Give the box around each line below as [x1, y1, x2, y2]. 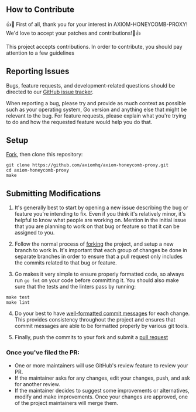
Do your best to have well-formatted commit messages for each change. [14, 310, 190, 317]
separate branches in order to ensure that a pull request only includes [14, 253, 183, 260]
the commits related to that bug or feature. [14, 259, 117, 266]
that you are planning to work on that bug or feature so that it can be [14, 223, 180, 230]
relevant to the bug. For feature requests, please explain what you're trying [6, 112, 187, 119]
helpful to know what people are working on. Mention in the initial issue [14, 217, 187, 224]
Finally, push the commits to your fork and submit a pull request [14, 334, 169, 341]
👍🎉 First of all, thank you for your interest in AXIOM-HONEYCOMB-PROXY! [6, 21, 188, 28]
